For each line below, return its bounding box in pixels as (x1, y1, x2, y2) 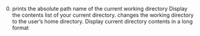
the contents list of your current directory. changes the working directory (11, 11, 194, 19)
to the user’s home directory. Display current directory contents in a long (11, 18, 193, 25)
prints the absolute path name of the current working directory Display (11, 5, 188, 12)
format (11, 24, 29, 31)
